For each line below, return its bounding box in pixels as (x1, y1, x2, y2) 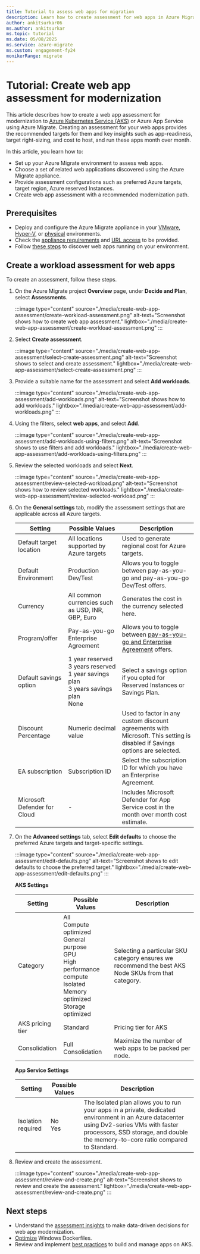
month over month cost (121, 811, 187, 819)
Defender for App (121, 796, 171, 804)
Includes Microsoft (121, 788, 174, 796)
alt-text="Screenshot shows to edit (92, 858, 179, 865)
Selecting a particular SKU (114, 947, 187, 955)
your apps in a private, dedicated (83, 1106, 176, 1114)
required (17, 1124, 42, 1133)
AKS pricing (17, 1020, 52, 1028)
